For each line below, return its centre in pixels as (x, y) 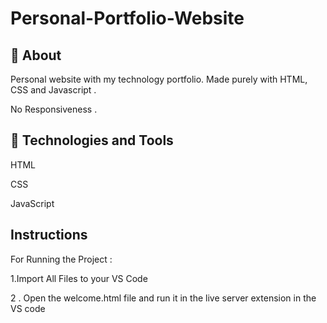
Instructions (49, 235)
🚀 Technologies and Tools (92, 140)
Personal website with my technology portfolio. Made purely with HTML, (159, 79)
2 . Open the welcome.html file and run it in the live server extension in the (163, 298)
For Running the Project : (61, 259)
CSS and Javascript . (53, 90)
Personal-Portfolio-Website (127, 18)
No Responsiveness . (54, 109)
